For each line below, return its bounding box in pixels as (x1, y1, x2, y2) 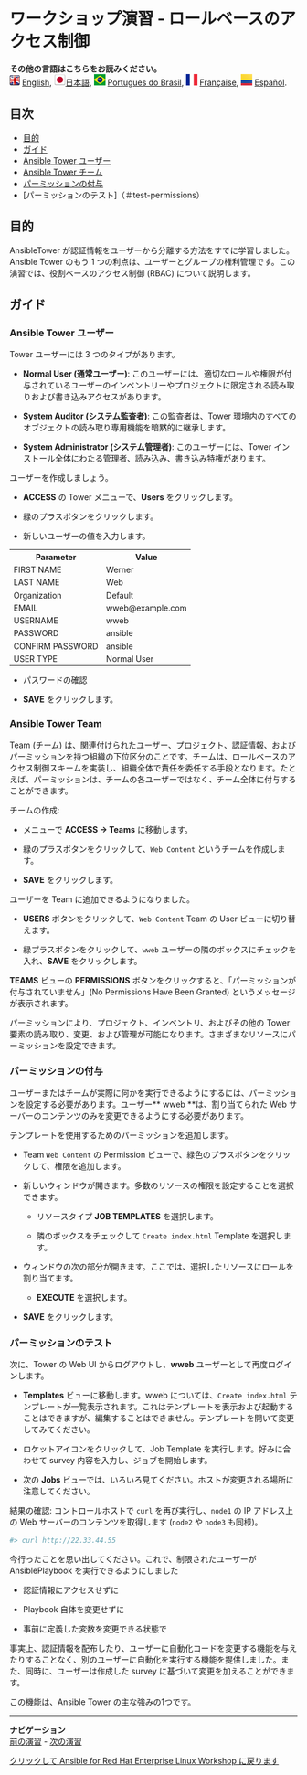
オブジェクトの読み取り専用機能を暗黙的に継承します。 (22, 422, 231, 433)
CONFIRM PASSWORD (13, 641, 99, 652)
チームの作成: (9, 804, 60, 815)
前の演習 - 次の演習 (9, 1736, 82, 1747)
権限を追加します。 (54, 1160, 126, 1171)
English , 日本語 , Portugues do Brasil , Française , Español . (21, 77, 288, 88)
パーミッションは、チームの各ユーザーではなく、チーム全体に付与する (33, 773, 297, 784)
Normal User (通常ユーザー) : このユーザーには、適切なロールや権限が (22, 368, 285, 379)
